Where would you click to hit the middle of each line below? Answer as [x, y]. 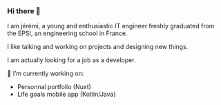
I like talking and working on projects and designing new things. [98, 47]
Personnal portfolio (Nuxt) [54, 87]
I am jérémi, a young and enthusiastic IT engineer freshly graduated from [111, 26]
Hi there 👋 [24, 11]
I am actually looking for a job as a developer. [71, 60]
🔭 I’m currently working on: [46, 74]
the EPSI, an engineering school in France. [67, 33]
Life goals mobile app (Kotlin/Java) [66, 94]
